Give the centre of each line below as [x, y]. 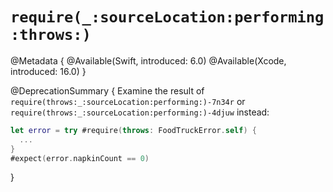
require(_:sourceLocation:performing [167, 17]
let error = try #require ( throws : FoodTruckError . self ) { [133, 130]
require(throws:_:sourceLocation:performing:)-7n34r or [128, 101]
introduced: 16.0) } [48, 71]
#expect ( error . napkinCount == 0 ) [80, 158]
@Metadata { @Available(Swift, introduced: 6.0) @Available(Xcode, [148, 60]
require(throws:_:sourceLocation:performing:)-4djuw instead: [140, 112]
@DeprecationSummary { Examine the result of [107, 90]
